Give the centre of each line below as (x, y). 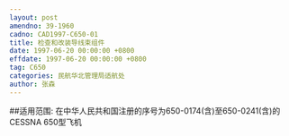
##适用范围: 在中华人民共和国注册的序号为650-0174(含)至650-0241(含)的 (145, 110)
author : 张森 (32, 84)
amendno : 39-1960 (42, 26)
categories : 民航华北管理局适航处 (67, 76)
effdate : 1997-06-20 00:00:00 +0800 (78, 59)
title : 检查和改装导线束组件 (57, 42)
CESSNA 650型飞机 (46, 122)
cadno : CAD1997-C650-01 (54, 34)
